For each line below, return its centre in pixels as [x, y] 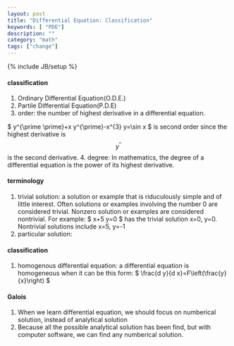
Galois [17, 297]
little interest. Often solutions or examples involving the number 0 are [118, 204]
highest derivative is [37, 134]
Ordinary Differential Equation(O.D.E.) [72, 98]
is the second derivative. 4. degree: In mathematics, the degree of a [106, 157]
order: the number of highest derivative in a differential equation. [111, 113]
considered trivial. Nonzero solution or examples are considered [111, 212]
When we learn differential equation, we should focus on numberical [117, 312]
